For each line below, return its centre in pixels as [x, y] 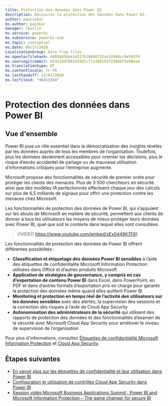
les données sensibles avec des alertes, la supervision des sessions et [86, 301]
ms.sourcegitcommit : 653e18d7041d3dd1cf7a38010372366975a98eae [73, 61]
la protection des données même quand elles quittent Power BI [77, 291]
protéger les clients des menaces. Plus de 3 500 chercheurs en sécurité [80, 182]
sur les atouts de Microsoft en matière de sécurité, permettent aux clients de [84, 214]
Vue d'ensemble [31, 134]
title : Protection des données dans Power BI [53, 10]
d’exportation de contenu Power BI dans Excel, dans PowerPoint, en [84, 280]
